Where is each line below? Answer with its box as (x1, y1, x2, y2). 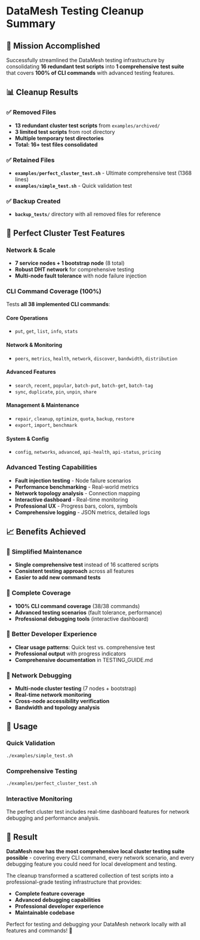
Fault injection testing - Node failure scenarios (14, 477, 131, 484)
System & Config (6, 435, 49, 442)
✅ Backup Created (6, 197, 61, 205)
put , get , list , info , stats (14, 328, 78, 335)
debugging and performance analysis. (6, 814, 100, 822)
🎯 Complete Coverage (6, 589, 71, 597)
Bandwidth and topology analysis (14, 704, 100, 711)
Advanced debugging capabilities (14, 896, 101, 904)
